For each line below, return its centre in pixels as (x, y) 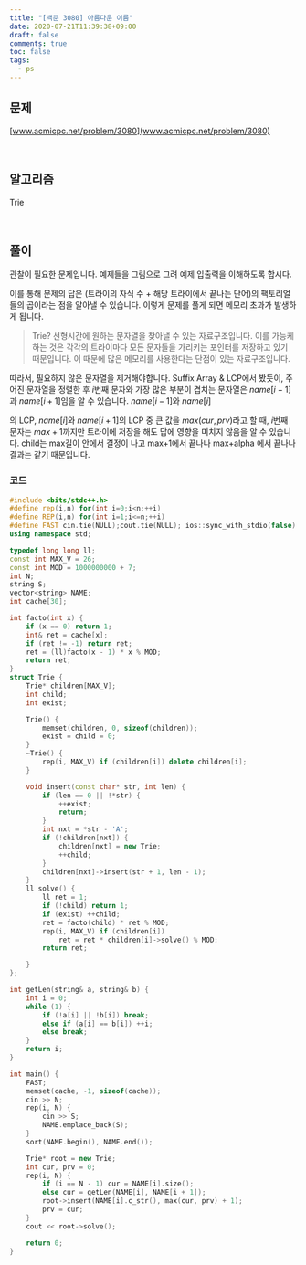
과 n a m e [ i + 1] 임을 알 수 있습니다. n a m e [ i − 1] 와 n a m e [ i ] (111, 401)
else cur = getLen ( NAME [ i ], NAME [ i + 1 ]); (124, 1193)
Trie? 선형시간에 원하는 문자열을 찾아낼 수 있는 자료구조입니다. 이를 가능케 (163, 336)
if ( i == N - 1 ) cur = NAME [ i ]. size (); (118, 1184)
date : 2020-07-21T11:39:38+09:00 (73, 26)
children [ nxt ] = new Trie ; (110, 846)
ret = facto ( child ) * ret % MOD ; (106, 922)
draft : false (34, 35)
